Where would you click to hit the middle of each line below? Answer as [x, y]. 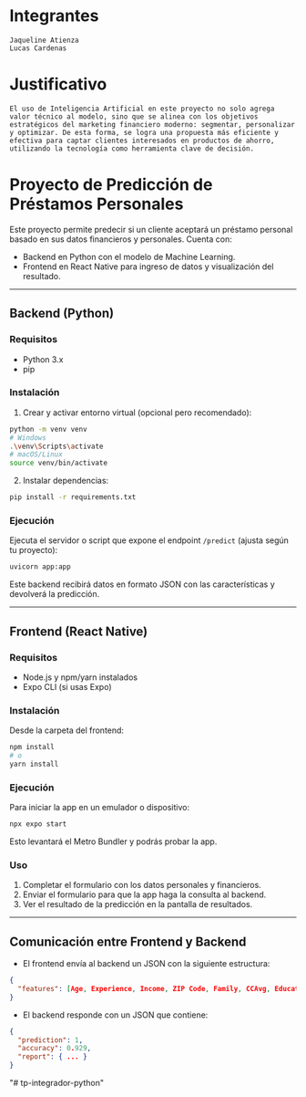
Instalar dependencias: [66, 481]
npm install [32, 747]
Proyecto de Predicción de [111, 185]
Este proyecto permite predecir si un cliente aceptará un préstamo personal [151, 229]
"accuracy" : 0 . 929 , [55, 1049]
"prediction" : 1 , [51, 1040]
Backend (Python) [62, 313]
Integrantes [54, 16]
